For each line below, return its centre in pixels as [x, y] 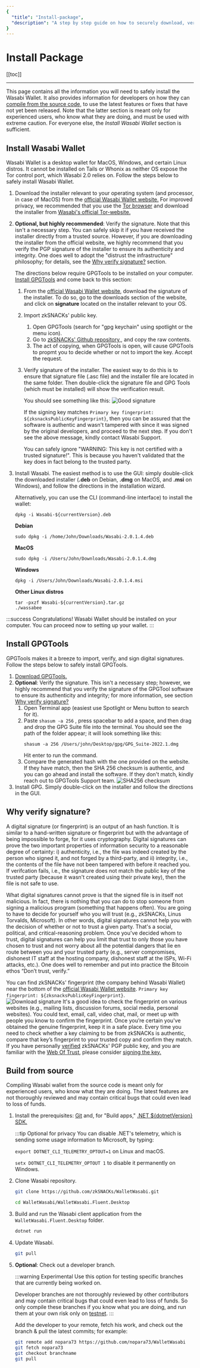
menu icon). [47, 333]
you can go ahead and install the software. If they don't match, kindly [108, 774]
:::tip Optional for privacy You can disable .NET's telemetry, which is [98, 1134]
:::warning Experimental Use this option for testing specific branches [99, 1276]
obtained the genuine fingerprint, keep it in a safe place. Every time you [94, 1026]
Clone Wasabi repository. [46, 1181]
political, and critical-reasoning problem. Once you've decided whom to [94, 933]
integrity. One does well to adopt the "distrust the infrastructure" [94, 255]
